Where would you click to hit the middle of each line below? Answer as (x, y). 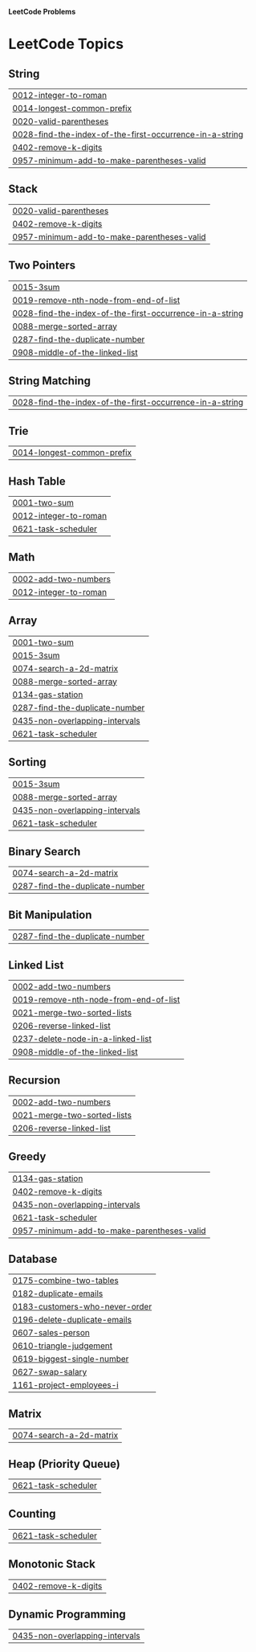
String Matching (49, 381)
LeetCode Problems (42, 12)
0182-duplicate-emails (58, 1293)
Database (33, 1258)
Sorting (27, 762)
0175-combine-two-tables (65, 1281)
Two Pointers (42, 266)
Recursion (35, 1080)
